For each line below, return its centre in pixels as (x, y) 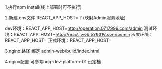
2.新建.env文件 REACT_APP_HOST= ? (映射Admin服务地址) (65, 18)
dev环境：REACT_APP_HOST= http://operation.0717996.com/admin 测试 (79, 28)
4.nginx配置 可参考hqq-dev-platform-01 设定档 (53, 61)
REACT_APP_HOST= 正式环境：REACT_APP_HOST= (59, 40)
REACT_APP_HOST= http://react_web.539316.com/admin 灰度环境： (83, 34)
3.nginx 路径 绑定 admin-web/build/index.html (52, 51)
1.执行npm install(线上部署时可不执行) (44, 7)
